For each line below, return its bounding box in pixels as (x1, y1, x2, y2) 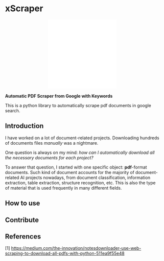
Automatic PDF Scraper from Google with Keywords (5, 93, 113, 99)
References (5, 232, 41, 240)
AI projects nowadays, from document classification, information (20, 174, 151, 180)
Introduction (5, 122, 44, 130)
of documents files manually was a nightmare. (5, 140, 99, 146)
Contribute (5, 216, 39, 224)
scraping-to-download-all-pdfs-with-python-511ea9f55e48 (5, 250, 125, 257)
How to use (5, 199, 40, 208)
